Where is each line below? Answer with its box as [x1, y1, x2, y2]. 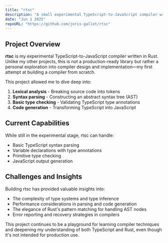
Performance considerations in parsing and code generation [12, 201, 137, 207]
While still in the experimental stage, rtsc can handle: [5, 132, 114, 138]
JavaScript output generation [12, 158, 73, 164]
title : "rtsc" [5, 7, 35, 13]
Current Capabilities [5, 119, 69, 128]
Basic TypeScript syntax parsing [12, 142, 79, 148]
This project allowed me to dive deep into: [5, 79, 91, 85]
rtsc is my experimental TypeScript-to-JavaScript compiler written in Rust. [5, 53, 158, 59]
